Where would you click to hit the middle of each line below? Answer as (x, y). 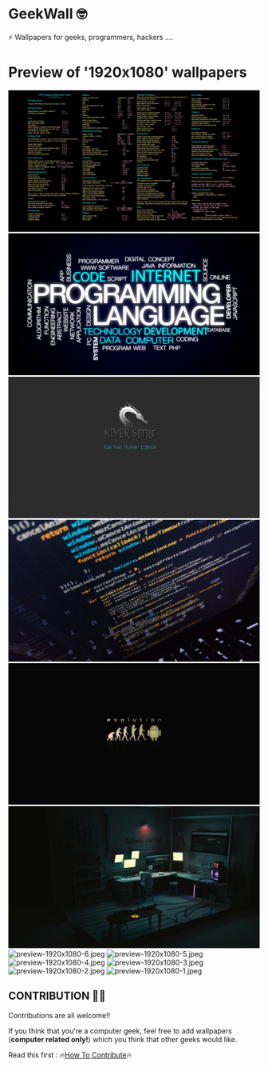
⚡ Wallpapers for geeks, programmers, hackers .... (91, 37)
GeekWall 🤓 (48, 14)
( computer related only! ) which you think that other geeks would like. (123, 1039)
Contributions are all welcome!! (59, 1015)
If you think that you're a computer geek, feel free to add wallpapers (120, 1031)
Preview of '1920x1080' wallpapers (128, 72)
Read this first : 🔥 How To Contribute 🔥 (70, 1055)
